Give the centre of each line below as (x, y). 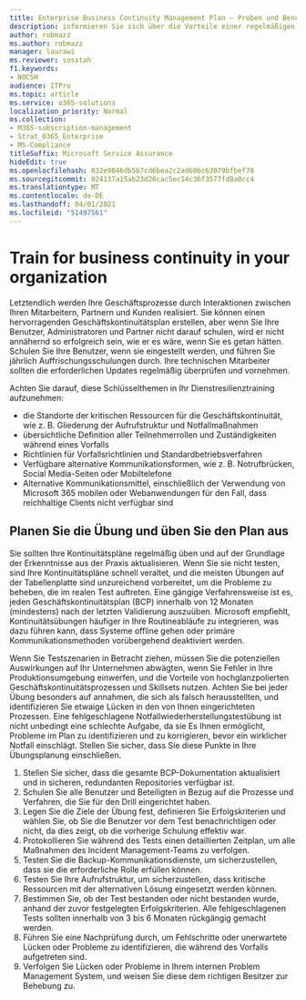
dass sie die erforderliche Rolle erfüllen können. (112, 869)
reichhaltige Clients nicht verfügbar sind (98, 502)
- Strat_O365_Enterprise (56, 137)
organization (58, 277)
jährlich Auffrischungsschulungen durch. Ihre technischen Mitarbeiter (140, 360)
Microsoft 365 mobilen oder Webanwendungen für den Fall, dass (144, 492)
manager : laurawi (42, 52)
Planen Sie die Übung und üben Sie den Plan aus (149, 531)
